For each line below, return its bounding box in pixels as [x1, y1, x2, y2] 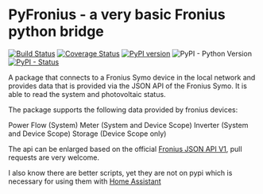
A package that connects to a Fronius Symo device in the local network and [8, 72, 256, 82]
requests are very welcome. [8, 153, 100, 162]
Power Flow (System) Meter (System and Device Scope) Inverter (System [8, 120, 249, 130]
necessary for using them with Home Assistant [8, 177, 161, 186]
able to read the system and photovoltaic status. [8, 89, 166, 99]
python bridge [8, 22, 105, 41]
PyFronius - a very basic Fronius [8, 6, 226, 24]
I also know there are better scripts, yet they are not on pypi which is [8, 168, 233, 177]
